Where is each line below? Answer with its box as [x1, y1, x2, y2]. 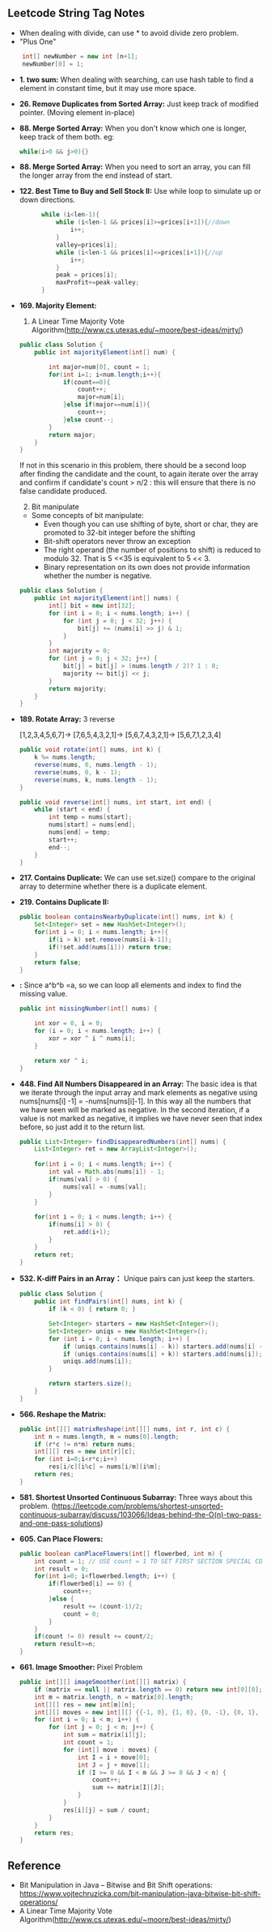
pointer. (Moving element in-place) [19, 107, 135, 117]
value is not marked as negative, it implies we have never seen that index [19, 1113, 263, 1123]
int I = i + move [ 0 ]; [77, 1753, 150, 1762]
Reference [7, 1858, 61, 1872]
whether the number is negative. [43, 571, 152, 580]
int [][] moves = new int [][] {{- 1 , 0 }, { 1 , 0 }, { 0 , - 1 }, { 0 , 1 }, [34, 1708, 260, 1716]
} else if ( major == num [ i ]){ [62, 401, 150, 409]
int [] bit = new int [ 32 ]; [49, 602, 136, 610]
